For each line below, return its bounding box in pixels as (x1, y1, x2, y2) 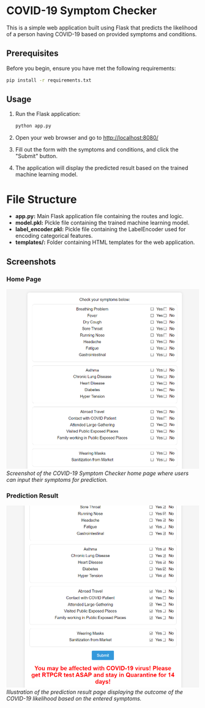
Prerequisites (6, 48, 59, 59)
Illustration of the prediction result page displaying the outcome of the (6, 688, 184, 696)
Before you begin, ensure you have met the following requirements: (6, 64, 176, 72)
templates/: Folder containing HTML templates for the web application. (15, 238, 195, 246)
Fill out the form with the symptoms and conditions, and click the (15, 146, 179, 153)
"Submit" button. (15, 153, 58, 160)
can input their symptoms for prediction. (6, 476, 108, 483)
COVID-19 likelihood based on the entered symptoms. (6, 695, 142, 702)
